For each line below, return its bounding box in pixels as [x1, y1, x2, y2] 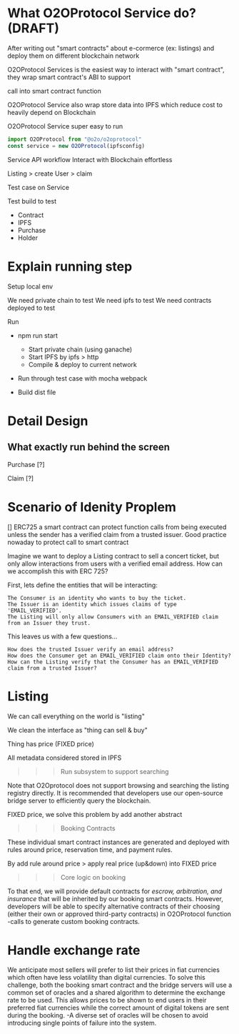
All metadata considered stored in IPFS [7, 753, 122, 762]
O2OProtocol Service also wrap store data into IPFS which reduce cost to [7, 100, 223, 109]
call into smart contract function [7, 86, 101, 95]
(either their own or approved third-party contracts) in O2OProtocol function [7, 909, 232, 918]
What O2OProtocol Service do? [7, 5, 196, 21]
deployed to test [7, 303, 56, 312]
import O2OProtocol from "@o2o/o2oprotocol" [7, 136, 142, 143]
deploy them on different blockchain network [7, 51, 140, 60]
